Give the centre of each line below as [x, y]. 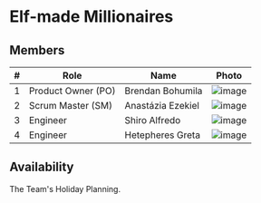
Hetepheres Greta [163, 135]
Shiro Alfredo [153, 120]
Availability [42, 167]
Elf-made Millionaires [92, 17]
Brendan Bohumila [164, 91]
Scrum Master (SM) [71, 106]
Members [37, 50]
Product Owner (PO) [72, 91]
